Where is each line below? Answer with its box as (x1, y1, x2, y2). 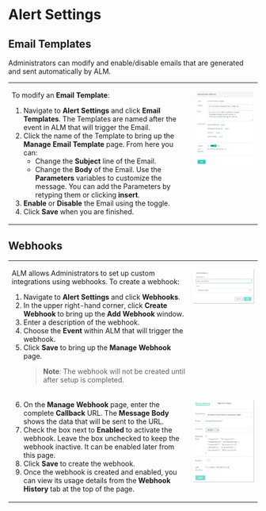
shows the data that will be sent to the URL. (23, 417, 165, 426)
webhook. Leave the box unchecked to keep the (23, 434, 180, 444)
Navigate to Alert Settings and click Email (23, 106, 161, 115)
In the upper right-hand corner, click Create (23, 300, 168, 310)
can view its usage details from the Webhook (23, 476, 171, 486)
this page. (23, 451, 56, 460)
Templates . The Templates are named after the (23, 113, 177, 124)
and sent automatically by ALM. (8, 67, 112, 76)
